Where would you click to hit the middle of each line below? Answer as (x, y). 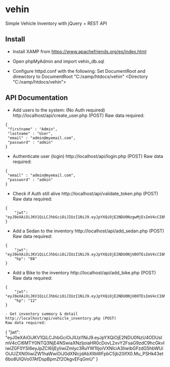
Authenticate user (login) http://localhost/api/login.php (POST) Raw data (88, 156)
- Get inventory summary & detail (42, 314)
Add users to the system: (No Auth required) (59, 110)
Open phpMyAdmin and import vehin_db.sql (58, 61)
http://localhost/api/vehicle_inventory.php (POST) (61, 318)
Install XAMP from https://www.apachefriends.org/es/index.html (79, 51)
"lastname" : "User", (30, 133)
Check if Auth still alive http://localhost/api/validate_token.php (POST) (85, 193)
